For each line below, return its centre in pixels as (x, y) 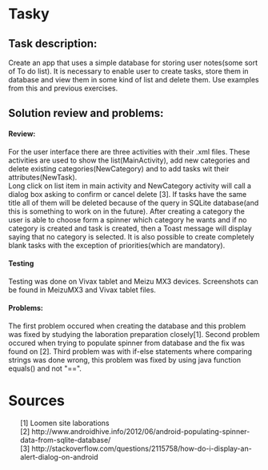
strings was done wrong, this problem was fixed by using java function (125, 360)
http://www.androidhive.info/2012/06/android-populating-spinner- (141, 431)
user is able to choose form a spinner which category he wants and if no (128, 219)
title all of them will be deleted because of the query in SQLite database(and (134, 203)
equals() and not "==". (45, 368)
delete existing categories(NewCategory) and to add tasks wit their (119, 168)
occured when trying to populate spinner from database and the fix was (127, 343)
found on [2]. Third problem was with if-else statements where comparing (130, 351)
